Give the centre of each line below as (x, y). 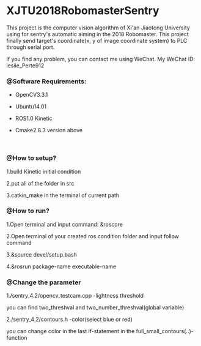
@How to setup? (31, 158)
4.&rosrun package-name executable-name (61, 266)
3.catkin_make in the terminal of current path (63, 195)
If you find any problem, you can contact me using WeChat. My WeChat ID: (101, 59)
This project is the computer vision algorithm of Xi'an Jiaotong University (98, 28)
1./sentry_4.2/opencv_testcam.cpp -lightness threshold (75, 296)
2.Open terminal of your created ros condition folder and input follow (93, 236)
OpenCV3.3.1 (31, 95)
